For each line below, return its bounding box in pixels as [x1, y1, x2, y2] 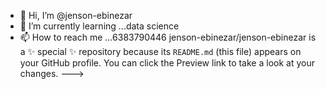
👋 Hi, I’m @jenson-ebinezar [19, 10, 133, 21]
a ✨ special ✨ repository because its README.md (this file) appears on [19, 46, 302, 57]
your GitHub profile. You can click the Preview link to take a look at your [19, 57, 315, 69]
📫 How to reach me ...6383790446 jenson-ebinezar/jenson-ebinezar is [19, 31, 317, 43]
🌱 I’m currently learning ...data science [19, 20, 180, 32]
